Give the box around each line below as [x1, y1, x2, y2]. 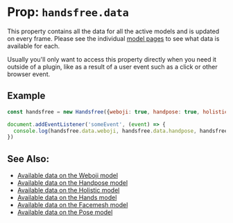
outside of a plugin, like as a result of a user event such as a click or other [7, 62, 218, 71]
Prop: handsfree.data [7, 4, 130, 20]
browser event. [7, 70, 51, 78]
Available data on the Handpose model [17, 179, 128, 187]
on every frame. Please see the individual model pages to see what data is [7, 34, 220, 42]
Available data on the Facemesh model [17, 201, 128, 209]
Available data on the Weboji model [17, 171, 119, 180]
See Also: [7, 153, 50, 165]
